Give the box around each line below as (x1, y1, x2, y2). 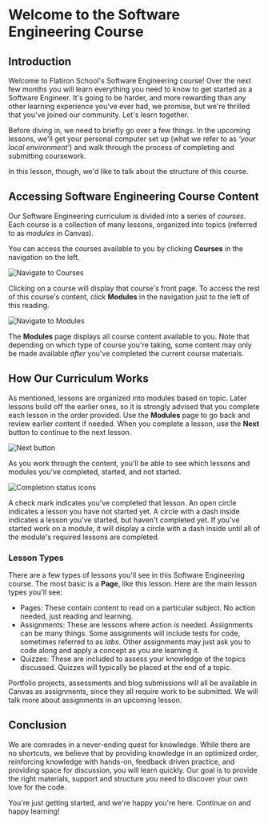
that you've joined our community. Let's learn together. (8, 110, 190, 120)
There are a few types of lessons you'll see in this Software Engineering (8, 570, 246, 579)
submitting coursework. (8, 151, 86, 160)
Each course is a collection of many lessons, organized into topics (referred (8, 219, 258, 229)
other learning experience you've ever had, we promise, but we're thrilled (8, 102, 250, 111)
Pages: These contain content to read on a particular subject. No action (19, 603, 256, 612)
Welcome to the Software (8, 6, 181, 24)
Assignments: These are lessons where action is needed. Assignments (19, 619, 254, 629)
